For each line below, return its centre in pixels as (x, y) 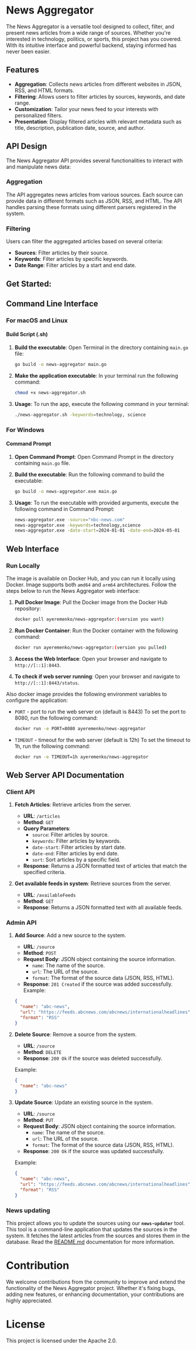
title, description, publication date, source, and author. (80, 127)
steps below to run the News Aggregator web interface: (73, 591)
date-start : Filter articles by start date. (79, 847)
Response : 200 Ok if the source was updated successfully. (94, 1151)
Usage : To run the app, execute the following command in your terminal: (102, 404)
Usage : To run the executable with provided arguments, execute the (97, 502)
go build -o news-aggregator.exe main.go (66, 491)
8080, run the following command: (56, 718)
